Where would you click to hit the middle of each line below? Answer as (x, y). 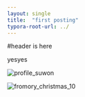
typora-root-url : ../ (38, 26)
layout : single (29, 14)
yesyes (17, 60)
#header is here (30, 46)
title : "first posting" (43, 20)
